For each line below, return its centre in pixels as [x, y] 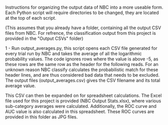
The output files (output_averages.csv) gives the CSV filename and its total [83, 80]
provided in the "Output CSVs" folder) [44, 38]
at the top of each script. [31, 18]
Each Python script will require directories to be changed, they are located [82, 13]
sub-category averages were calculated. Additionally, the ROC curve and [81, 106]
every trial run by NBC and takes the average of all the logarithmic [74, 53]
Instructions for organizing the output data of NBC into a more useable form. [84, 7]
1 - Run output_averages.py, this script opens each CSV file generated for [81, 48]
